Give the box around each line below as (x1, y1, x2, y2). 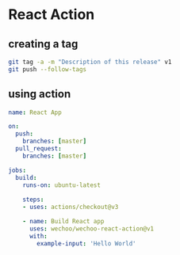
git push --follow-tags (8, 65, 87, 73)
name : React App (8, 108, 62, 116)
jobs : (8, 166, 26, 174)
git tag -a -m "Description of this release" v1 (8, 58, 172, 66)
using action (8, 87, 71, 101)
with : (29, 232, 48, 240)
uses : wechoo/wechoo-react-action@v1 (29, 224, 155, 233)
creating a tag (8, 37, 79, 51)
